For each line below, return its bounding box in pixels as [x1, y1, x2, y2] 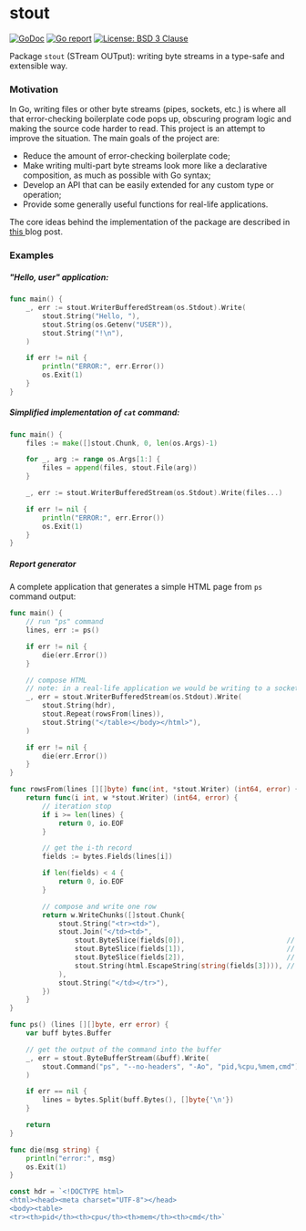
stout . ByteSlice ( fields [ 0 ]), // [74, 936, 296, 946]
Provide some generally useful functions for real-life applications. [22, 199, 269, 210]
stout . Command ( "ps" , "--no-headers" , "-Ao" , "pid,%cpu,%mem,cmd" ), [42, 1061, 303, 1071]
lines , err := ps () [25, 626, 100, 636]
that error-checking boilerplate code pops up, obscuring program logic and [9, 113, 291, 125]
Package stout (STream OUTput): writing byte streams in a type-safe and [9, 50, 285, 61]
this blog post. [9, 226, 64, 237]
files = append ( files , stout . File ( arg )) [42, 463, 198, 472]
